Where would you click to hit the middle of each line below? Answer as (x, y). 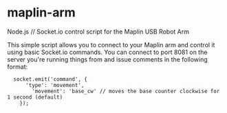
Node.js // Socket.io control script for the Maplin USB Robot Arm (98, 32)
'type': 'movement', (55, 85)
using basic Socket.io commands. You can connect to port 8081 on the (107, 52)
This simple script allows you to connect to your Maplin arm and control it (111, 45)
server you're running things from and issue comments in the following (107, 59)
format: (18, 66)
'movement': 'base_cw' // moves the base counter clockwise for (126, 91)
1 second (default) (35, 97)
